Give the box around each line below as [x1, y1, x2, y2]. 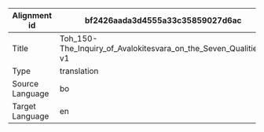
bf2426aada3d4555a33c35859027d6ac [84, 15, 242, 26]
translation [59, 66, 99, 76]
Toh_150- [59, 33, 98, 44]
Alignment [12, 10, 53, 20]
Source [12, 79, 39, 89]
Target [12, 101, 37, 112]
